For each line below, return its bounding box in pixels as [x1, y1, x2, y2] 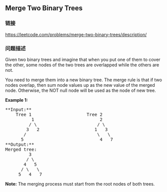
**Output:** [5, 142, 34, 147]
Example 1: [5, 97, 28, 103]
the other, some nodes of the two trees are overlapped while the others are [5, 62, 160, 68]
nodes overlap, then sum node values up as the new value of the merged [5, 82, 156, 88]
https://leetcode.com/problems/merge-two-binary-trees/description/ [5, 31, 147, 37]
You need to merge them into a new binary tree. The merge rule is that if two [5, 77, 162, 83]
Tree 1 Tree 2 [15, 112, 103, 117]
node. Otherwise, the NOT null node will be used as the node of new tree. [5, 87, 156, 93]
